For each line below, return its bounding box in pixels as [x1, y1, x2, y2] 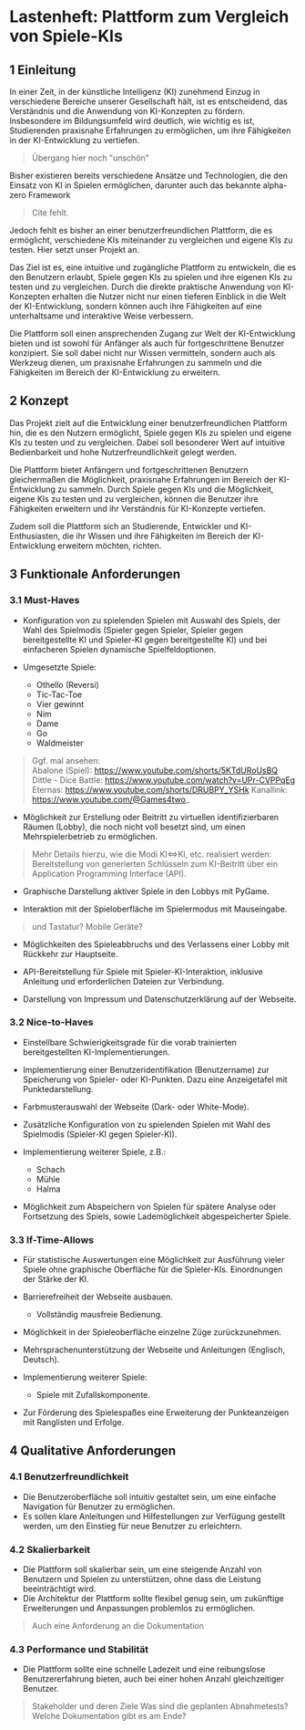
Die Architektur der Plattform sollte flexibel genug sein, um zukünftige [22, 1593, 284, 1604]
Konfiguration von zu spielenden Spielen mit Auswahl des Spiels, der [22, 614, 281, 626]
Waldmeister [36, 737, 84, 748]
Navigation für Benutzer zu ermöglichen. [22, 1501, 176, 1512]
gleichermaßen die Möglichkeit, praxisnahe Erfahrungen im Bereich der [9, 474, 277, 485]
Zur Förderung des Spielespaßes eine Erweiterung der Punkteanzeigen [22, 1407, 290, 1418]
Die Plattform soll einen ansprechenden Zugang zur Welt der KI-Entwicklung [9, 328, 296, 339]
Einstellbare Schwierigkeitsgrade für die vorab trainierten [22, 1037, 237, 1047]
